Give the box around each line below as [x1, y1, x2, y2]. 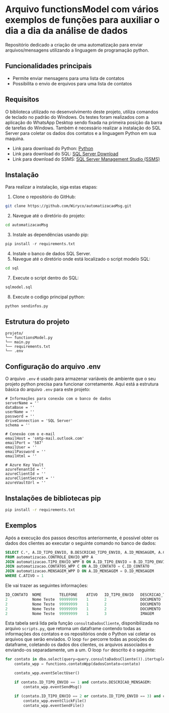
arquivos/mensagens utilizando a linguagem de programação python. [5, 47, 149, 53]
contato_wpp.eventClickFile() [23, 698, 87, 703]
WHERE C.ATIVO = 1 [5, 574, 44, 579]
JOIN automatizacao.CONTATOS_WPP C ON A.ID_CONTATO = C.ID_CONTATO [5, 564, 150, 569]
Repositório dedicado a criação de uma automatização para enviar [5, 41, 143, 47]
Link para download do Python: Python [12, 145, 94, 151]
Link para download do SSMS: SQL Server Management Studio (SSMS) [12, 156, 160, 162]
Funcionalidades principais [5, 62, 92, 70]
